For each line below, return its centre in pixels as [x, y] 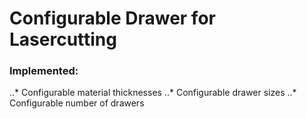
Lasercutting [63, 39]
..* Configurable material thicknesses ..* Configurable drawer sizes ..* [153, 93]
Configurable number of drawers [77, 103]
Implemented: [44, 71]
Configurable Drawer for [112, 18]
